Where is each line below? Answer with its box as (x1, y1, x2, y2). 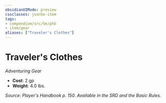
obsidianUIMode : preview (5, 7, 56, 12)
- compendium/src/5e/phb (5, 21, 56, 26)
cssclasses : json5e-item (5, 12, 56, 17)
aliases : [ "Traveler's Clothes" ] (5, 30, 74, 35)
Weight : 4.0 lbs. (12, 83, 46, 89)
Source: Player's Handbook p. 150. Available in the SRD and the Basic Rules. (5, 92, 162, 98)
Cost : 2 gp (12, 77, 35, 83)
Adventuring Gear (5, 68, 42, 74)
